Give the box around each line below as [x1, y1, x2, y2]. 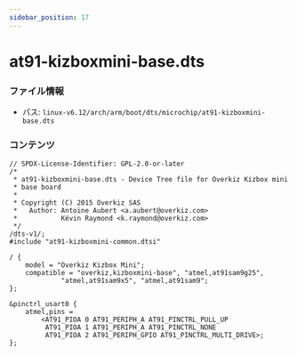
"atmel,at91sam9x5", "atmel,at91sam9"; [60, 277, 209, 286]
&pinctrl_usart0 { [9, 300, 77, 309]
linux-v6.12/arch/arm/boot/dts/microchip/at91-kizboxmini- [42, 109, 266, 117]
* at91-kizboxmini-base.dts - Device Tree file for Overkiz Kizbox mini [12, 175, 289, 184]
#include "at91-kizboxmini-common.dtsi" [9, 238, 162, 247]
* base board [12, 183, 62, 192]
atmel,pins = [25, 308, 74, 317]
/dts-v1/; [9, 230, 46, 239]
